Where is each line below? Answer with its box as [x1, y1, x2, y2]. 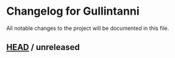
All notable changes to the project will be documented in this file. [6, 24, 170, 32]
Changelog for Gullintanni [6, 4, 140, 18]
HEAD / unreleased [6, 42, 80, 53]
